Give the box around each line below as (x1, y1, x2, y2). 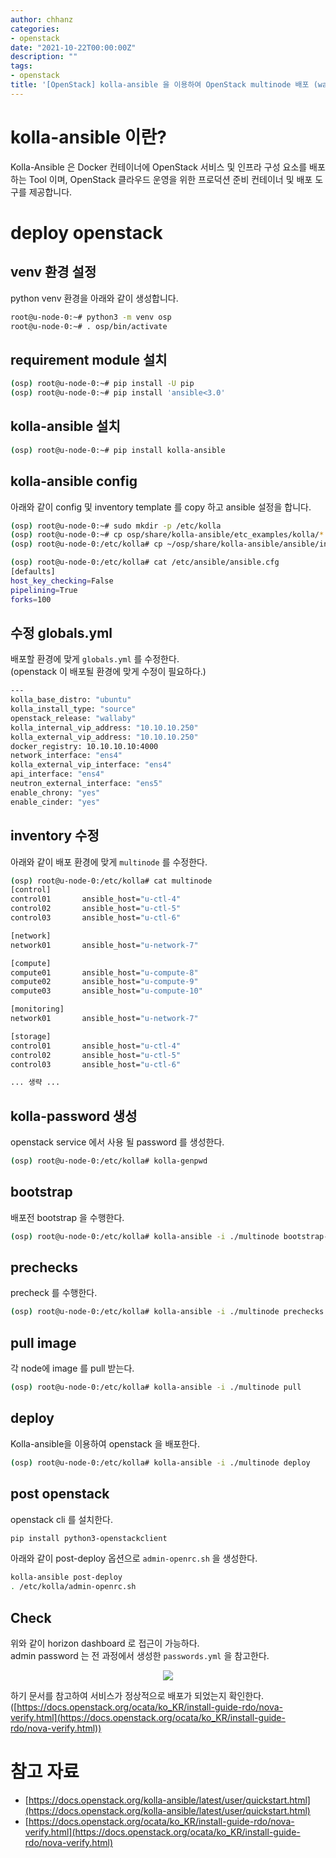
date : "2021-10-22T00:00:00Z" (10, 42, 137, 53)
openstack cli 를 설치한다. (10, 1513, 114, 1525)
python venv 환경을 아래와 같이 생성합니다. (10, 292, 179, 304)
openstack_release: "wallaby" (10, 713, 137, 723)
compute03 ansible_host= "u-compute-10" (10, 986, 203, 996)
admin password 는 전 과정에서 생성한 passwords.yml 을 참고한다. (10, 1649, 270, 1661)
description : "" (10, 52, 78, 62)
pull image (10, 1334, 77, 1351)
